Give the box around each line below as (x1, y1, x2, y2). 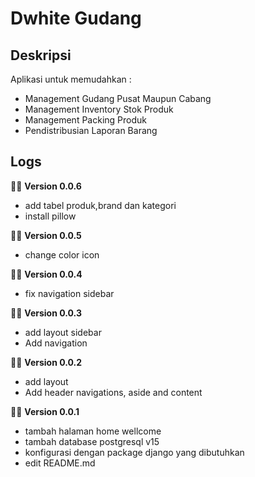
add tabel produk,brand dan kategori (24, 199, 177, 211)
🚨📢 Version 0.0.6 (10, 180, 82, 192)
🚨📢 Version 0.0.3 (10, 307, 82, 319)
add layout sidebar (24, 326, 102, 338)
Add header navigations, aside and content (24, 386, 203, 398)
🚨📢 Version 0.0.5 (10, 229, 82, 241)
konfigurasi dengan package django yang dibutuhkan (24, 446, 245, 458)
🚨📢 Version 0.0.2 (10, 356, 83, 368)
